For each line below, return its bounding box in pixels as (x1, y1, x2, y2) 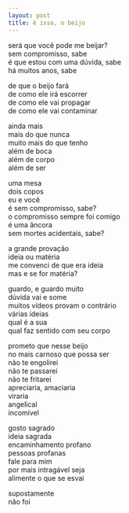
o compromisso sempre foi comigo (8, 212, 120, 221)
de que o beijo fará (8, 80, 69, 90)
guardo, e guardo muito (8, 284, 84, 293)
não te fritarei (8, 375, 52, 384)
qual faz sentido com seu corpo (8, 326, 111, 335)
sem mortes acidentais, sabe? (8, 228, 105, 238)
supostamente (8, 489, 55, 498)
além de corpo (8, 154, 56, 164)
